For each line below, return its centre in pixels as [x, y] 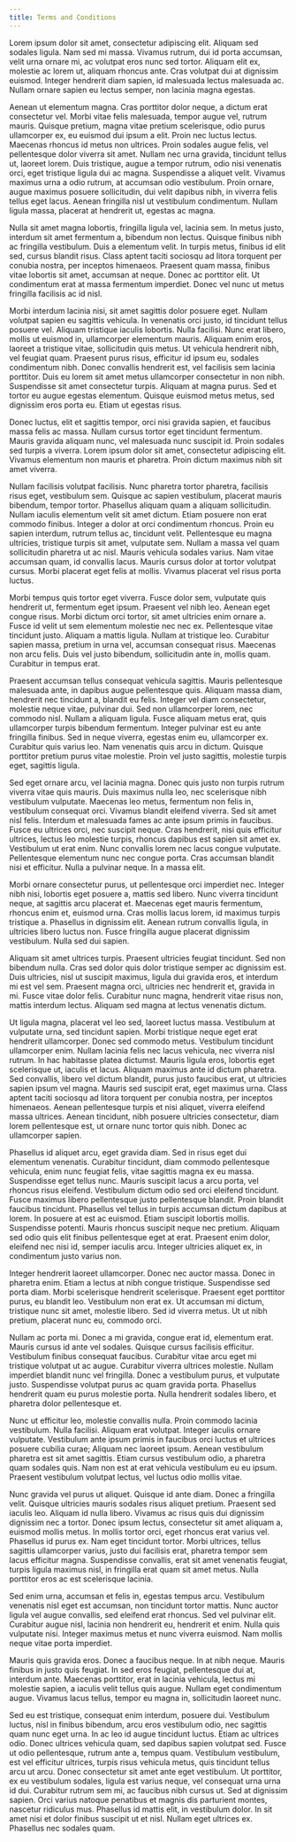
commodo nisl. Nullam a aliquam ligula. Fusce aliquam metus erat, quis [138, 718]
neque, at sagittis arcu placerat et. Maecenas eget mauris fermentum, [136, 903]
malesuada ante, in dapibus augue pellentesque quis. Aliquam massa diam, [146, 690]
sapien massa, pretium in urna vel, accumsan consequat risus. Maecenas [143, 644]
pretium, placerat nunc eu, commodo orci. [86, 1320]
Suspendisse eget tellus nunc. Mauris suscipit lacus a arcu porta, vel [134, 1180]
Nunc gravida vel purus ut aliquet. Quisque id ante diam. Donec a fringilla [142, 1494]
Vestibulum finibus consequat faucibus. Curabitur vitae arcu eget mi [133, 1356]
